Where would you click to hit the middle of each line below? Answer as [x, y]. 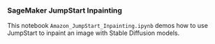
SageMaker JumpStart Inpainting [65, 10]
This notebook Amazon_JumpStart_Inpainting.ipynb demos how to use [107, 26]
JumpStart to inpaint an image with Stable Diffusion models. [94, 33]
